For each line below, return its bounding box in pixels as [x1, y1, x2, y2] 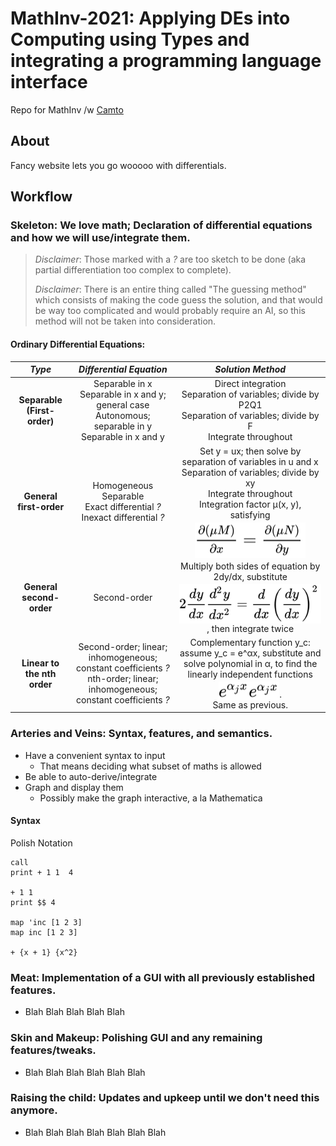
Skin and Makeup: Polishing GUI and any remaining [10, 1031, 263, 1045]
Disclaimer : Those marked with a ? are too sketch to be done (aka [34, 253, 307, 266]
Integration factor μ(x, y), [199, 498, 302, 510]
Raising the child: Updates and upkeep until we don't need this [10, 1091, 320, 1105]
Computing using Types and [10, 28, 250, 51]
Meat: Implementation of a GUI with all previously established [10, 970, 316, 984]
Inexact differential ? [81, 512, 165, 524]
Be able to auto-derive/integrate [24, 770, 158, 782]
